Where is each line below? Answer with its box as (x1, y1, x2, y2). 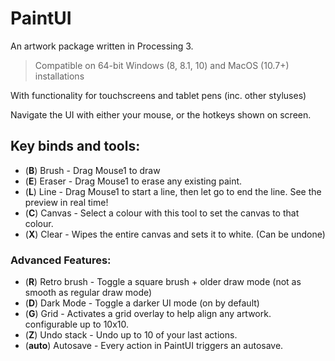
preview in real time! (24, 196, 109, 208)
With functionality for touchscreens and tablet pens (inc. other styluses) (10, 89, 307, 101)
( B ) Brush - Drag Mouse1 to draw (24, 164, 161, 176)
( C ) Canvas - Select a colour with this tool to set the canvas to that (24, 207, 300, 219)
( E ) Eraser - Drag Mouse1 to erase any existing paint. (24, 175, 243, 187)
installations (34, 70, 85, 82)
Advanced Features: (10, 253, 112, 267)
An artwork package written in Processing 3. (10, 40, 194, 52)
